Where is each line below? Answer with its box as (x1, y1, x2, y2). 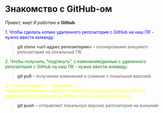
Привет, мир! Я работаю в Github (5, 20, 75, 25)
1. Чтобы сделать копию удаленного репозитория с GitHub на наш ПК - (5, 29, 154, 35)
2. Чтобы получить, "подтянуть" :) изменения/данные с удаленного (5, 58, 147, 64)
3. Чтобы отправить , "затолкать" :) (5, 82, 79, 89)
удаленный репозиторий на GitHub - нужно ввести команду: (5, 93, 132, 99)
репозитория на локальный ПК (17, 49, 82, 55)
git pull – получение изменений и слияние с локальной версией (17, 73, 151, 79)
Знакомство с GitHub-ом (5, 3, 113, 15)
